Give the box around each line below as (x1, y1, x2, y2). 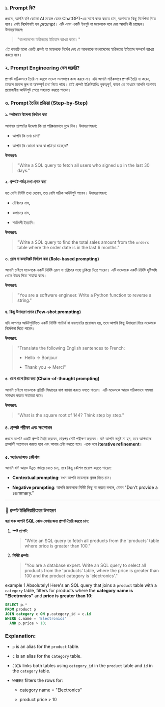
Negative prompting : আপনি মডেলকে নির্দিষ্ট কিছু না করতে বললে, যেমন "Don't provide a (12, 484, 158, 490)
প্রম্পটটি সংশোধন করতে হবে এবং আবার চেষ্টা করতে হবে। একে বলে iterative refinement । (5, 441, 143, 447)
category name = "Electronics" (19, 687, 82, 693)
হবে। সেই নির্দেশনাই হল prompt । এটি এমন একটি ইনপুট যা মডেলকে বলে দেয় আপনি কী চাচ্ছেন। (5, 21, 145, 27)
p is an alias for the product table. (12, 643, 80, 649)
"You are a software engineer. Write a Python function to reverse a (17, 292, 152, 298)
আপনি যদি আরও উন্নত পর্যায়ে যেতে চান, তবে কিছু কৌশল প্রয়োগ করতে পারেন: (5, 465, 112, 471)
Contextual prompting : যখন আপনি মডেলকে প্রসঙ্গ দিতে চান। (12, 475, 112, 481)
